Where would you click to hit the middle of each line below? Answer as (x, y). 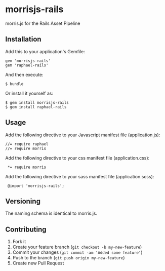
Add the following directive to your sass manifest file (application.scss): (80, 176)
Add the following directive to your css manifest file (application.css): (77, 158)
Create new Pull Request (38, 263)
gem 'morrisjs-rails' (28, 61)
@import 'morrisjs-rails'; (36, 186)
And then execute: (24, 74)
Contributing (26, 229)
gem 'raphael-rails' (27, 65)
